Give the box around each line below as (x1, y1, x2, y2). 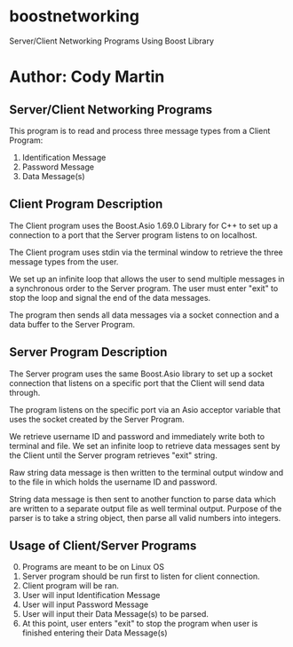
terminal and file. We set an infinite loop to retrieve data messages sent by (9, 440, 281, 451)
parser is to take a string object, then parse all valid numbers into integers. (9, 512, 281, 523)
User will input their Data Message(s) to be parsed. (21, 609, 209, 619)
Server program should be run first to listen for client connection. (21, 571, 260, 582)
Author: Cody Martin (9, 67, 165, 87)
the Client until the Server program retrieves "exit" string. (9, 450, 218, 461)
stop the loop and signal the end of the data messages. (9, 292, 211, 303)
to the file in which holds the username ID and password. (9, 477, 218, 487)
